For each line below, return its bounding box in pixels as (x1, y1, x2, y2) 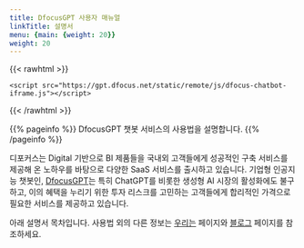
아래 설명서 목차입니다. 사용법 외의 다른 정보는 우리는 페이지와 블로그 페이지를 (9, 217, 284, 228)
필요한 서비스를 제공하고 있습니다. (9, 198, 129, 209)
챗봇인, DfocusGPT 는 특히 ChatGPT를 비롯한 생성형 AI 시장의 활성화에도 (18, 175, 278, 186)
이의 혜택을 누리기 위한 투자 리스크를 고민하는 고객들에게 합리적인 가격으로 (28, 187, 291, 198)
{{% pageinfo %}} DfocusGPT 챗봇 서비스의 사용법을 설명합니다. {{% (9, 124, 260, 134)
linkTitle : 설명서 (9, 22, 74, 31)
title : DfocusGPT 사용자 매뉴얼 (9, 13, 121, 23)
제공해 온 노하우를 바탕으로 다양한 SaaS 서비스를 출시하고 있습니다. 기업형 (9, 164, 271, 175)
